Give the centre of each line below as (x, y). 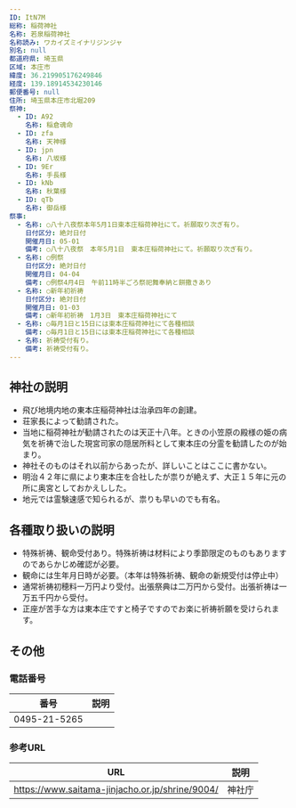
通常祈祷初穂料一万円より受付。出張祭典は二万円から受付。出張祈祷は (151, 587)
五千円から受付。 (61, 598)
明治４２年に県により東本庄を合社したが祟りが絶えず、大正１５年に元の (154, 477)
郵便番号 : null (35, 92)
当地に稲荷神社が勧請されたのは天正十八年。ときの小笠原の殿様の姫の (151, 432)
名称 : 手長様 (46, 175)
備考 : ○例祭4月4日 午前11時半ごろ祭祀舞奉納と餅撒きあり (119, 282)
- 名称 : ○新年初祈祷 (51, 290)
